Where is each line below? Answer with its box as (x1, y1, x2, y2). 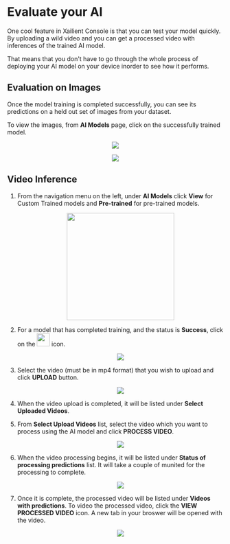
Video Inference (7, 174, 78, 185)
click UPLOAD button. (16, 373, 79, 381)
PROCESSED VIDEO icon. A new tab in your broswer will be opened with (16, 508, 222, 517)
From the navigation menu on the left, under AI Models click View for (16, 191, 214, 200)
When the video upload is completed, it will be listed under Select (16, 399, 204, 407)
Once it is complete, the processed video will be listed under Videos (16, 494, 211, 502)
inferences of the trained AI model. (7, 41, 106, 49)
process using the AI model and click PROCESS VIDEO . (16, 427, 174, 436)
